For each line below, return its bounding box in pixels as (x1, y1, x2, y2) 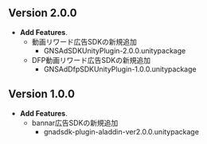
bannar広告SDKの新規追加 (31, 118, 119, 127)
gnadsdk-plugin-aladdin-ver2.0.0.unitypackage (43, 126, 199, 136)
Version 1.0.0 (8, 88, 76, 101)
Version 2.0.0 (8, 6, 77, 20)
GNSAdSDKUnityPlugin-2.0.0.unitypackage (43, 45, 186, 55)
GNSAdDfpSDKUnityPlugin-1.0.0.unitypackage (43, 64, 197, 74)
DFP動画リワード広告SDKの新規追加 (31, 55, 151, 64)
